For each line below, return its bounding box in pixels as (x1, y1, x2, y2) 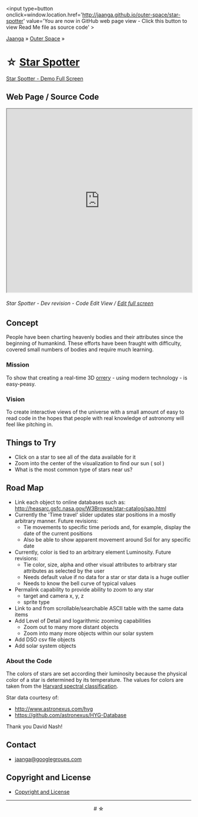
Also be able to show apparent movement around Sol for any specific (23, 536, 191, 543)
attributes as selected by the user (23, 567, 105, 574)
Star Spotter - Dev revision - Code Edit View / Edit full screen (6, 300, 154, 307)
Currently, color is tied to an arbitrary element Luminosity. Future (14, 549, 172, 556)
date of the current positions (23, 530, 93, 537)
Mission (6, 361, 29, 369)
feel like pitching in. (6, 421, 53, 428)
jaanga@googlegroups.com (14, 755, 82, 762)
